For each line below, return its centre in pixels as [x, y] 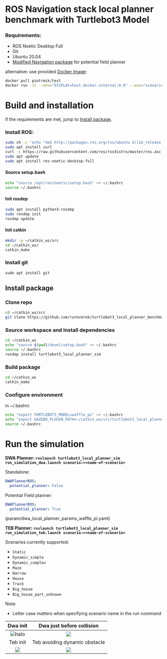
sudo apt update [22, 157]
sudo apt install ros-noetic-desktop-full [50, 161]
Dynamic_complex [29, 563]
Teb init [18, 643]
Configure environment [34, 395]
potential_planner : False [37, 486]
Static [19, 552]
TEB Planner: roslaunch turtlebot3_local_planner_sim [62, 528]
